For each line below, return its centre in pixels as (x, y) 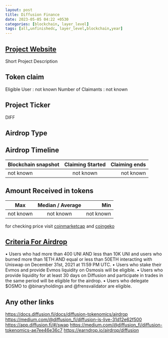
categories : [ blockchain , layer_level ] (47, 24)
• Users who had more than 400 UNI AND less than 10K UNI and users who (84, 254)
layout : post (19, 10)
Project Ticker (28, 105)
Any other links (30, 302)
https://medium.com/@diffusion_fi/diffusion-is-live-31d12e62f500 (74, 320)
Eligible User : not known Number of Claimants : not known (66, 89)
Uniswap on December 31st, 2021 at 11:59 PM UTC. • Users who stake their (83, 265)
